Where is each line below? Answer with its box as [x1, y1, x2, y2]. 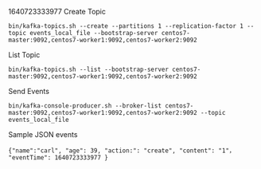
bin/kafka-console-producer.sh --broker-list [8, 102, 162, 110]
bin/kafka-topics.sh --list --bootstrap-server [8, 65, 169, 73]
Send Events [8, 87, 50, 96]
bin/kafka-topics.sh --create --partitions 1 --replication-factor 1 [8, 22, 244, 30]
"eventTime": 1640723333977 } [8, 154, 109, 162]
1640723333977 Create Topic [8, 7, 106, 16]
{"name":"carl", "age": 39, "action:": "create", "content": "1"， [8, 147, 236, 155]
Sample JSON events [8, 130, 78, 139]
